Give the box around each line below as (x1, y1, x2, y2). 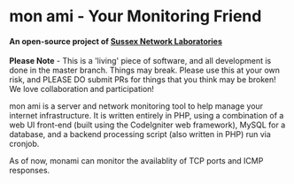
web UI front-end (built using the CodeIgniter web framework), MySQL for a (9, 119, 286, 130)
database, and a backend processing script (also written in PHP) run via (9, 129, 272, 140)
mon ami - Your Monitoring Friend (9, 6, 262, 27)
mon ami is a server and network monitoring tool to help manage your (9, 101, 264, 111)
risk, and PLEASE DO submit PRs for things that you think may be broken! (9, 74, 276, 85)
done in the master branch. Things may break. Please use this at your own (9, 65, 281, 76)
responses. (9, 165, 50, 176)
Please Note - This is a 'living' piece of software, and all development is (9, 56, 272, 66)
